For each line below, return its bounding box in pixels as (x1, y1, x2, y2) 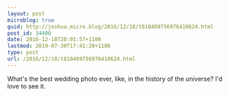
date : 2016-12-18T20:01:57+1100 (7, 36, 101, 43)
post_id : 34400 (7, 29, 52, 37)
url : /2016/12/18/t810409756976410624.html (7, 56, 136, 63)
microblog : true (7, 17, 54, 24)
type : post (7, 49, 39, 56)
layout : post (7, 10, 45, 17)
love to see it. (7, 81, 46, 90)
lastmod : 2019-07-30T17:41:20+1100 (7, 42, 111, 49)
